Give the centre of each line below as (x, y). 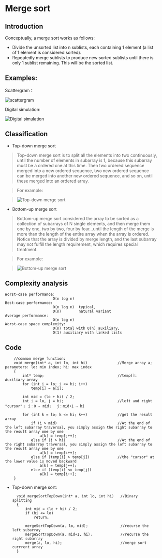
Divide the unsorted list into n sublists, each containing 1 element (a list (83, 47)
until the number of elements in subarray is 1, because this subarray (84, 160)
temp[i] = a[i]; (47, 388)
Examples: (21, 78)
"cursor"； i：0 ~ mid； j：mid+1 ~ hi (45, 406)
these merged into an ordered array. (53, 181)
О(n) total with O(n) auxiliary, (86, 328)
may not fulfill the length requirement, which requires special (77, 244)
